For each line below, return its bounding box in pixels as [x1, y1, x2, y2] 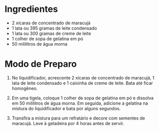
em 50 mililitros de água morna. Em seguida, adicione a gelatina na [11, 100, 149, 106]
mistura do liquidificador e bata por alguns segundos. [11, 105, 121, 111]
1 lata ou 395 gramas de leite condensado [11, 25, 97, 31]
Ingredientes [4, 3, 58, 15]
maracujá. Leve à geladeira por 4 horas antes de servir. [11, 120, 124, 126]
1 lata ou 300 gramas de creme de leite [11, 30, 91, 36]
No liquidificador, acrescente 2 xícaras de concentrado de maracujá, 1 [11, 74, 155, 80]
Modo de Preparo [4, 59, 77, 70]
